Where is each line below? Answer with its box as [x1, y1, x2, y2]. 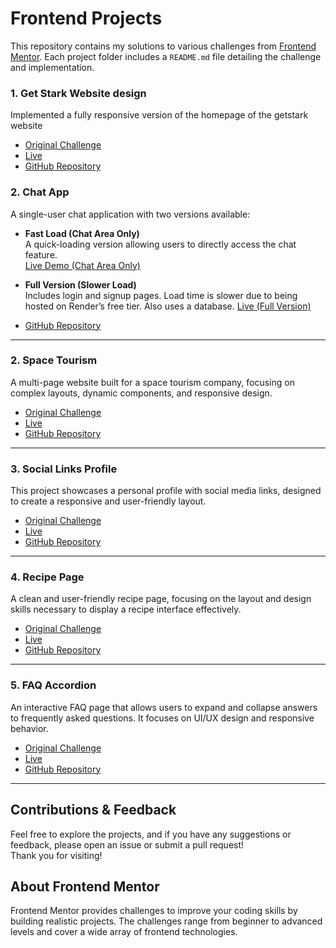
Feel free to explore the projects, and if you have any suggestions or [10, 828, 292, 840]
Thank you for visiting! [10, 849, 103, 861]
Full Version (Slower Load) [24, 278, 137, 291]
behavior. [10, 722, 49, 734]
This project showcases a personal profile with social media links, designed [10, 485, 322, 497]
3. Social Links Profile [10, 462, 118, 476]
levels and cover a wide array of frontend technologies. [10, 926, 238, 938]
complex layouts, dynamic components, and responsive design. [10, 387, 273, 399]
